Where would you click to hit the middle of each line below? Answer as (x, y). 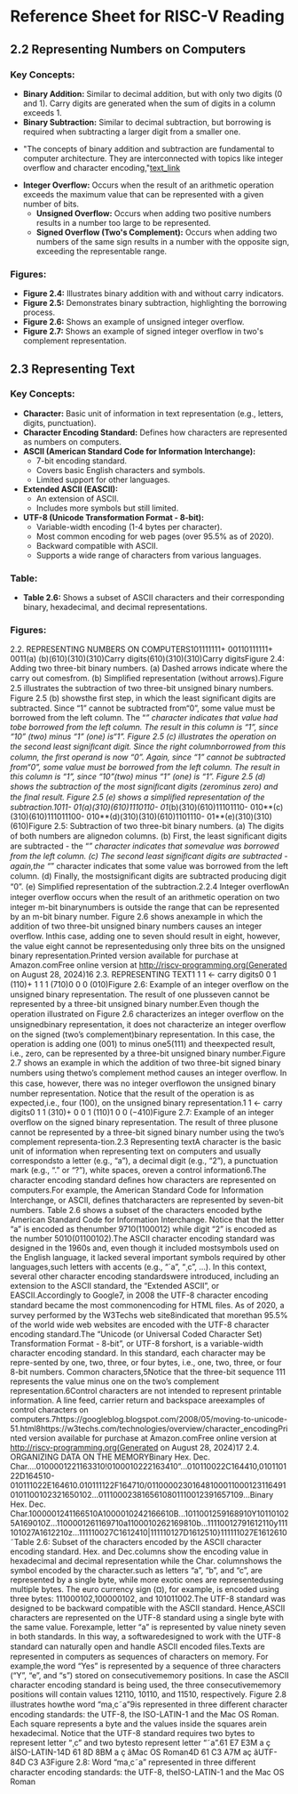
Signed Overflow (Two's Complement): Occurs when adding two (157, 232)
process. (39, 312)
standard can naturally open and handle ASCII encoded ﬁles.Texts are (137, 1646)
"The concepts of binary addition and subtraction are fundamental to (149, 149)
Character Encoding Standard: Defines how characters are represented (155, 432)
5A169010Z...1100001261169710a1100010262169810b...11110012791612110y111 (149, 1524)
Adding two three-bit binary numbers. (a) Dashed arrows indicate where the (149, 668)
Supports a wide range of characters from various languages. (149, 555)
